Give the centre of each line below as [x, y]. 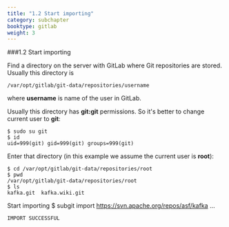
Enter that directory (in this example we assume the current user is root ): [110, 156]
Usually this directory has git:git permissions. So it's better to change [106, 111]
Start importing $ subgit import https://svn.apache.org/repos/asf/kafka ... [111, 206]
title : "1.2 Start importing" [51, 13]
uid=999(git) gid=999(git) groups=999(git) [71, 144]
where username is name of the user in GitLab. [74, 98]
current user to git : [34, 119]
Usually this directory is [41, 73]
